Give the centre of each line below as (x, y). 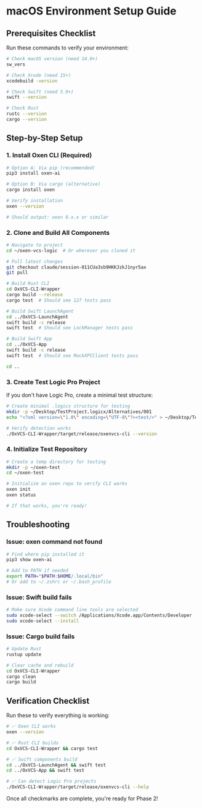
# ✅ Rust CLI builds (32, 743)
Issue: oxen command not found (54, 542)
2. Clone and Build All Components (58, 232)
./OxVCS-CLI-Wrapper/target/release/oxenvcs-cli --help (78, 787)
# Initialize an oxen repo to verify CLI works (67, 484)
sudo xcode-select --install (43, 621)
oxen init (19, 489)
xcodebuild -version (32, 81)
